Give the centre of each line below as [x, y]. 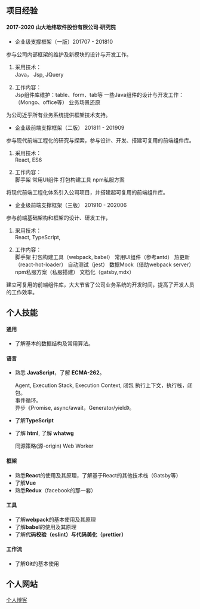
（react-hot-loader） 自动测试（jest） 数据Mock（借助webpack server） [104, 264]
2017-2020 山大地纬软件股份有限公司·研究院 [61, 27]
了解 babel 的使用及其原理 [45, 527]
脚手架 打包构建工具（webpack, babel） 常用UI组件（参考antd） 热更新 [102, 257]
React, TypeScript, [38, 237]
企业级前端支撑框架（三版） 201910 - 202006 [71, 205]
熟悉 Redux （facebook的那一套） [56, 490]
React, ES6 [28, 160]
